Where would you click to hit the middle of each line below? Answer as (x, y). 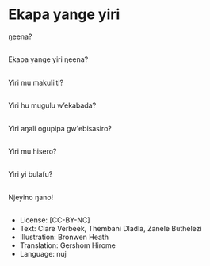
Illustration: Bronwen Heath (64, 237)
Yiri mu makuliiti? (36, 82)
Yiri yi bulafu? (31, 174)
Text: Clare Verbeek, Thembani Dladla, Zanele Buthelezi (111, 229)
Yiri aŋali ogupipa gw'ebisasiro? (60, 128)
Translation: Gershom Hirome (68, 245)
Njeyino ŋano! (31, 197)
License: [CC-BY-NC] (55, 220)
